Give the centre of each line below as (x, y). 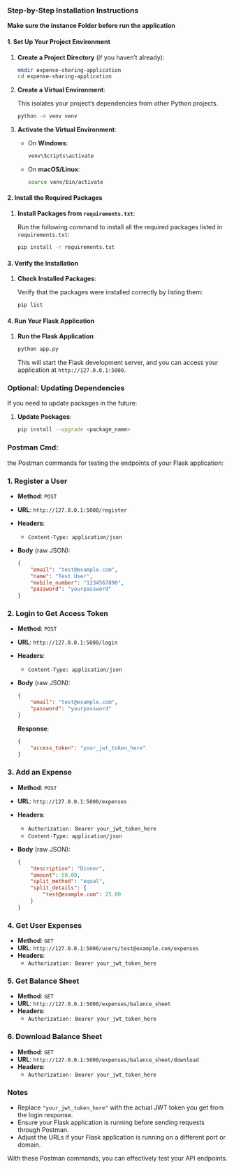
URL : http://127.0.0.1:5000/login (67, 643)
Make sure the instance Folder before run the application (92, 26)
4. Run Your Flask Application (51, 321)
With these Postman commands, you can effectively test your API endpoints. (117, 1159)
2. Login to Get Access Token (58, 614)
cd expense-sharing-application (64, 77)
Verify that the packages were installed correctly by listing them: (110, 292)
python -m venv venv (47, 116)
